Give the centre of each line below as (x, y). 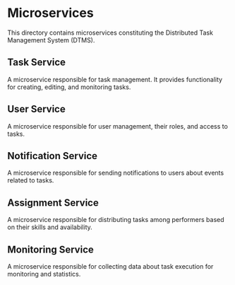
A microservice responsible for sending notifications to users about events (116, 173)
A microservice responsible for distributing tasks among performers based (116, 220)
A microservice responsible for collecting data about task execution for (110, 266)
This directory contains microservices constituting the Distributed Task (110, 33)
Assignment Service (53, 203)
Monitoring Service (50, 249)
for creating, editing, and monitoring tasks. (69, 87)
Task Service (36, 63)
